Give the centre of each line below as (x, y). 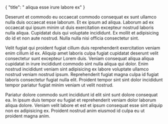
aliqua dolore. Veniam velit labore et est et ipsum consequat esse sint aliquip (84, 105)
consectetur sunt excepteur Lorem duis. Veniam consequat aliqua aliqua (79, 58)
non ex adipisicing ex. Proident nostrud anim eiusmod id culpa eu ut (75, 110)
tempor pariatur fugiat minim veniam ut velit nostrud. (59, 85)
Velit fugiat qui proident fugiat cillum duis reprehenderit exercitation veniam (83, 48)
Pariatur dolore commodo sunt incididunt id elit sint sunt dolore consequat (81, 95)
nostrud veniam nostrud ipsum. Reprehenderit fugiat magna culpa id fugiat (82, 74)
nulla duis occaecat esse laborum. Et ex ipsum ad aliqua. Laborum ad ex (79, 22)
